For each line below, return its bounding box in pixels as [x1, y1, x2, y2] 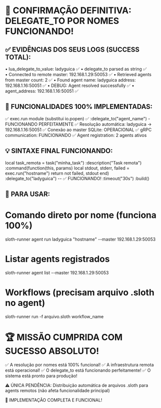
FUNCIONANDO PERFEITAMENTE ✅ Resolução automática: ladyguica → [5, 121, 152, 127]
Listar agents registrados [5, 253, 110, 265]
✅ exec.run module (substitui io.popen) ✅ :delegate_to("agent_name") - [5, 115, 151, 121]
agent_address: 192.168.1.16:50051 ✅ [5, 88, 79, 94]
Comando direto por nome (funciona [5, 210, 157, 221]
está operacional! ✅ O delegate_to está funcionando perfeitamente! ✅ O [5, 367, 151, 373]
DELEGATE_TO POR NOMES [5, 15, 119, 27]
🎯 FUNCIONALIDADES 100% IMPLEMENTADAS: [5, 103, 153, 111]
